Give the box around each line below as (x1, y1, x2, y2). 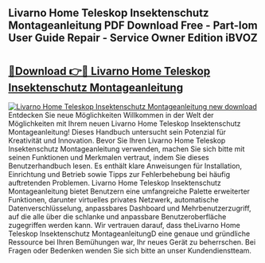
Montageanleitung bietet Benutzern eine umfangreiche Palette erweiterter (8, 186, 251, 196)
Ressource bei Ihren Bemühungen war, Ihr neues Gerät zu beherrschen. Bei (8, 237, 256, 246)
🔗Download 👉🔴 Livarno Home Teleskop (8, 64, 211, 78)
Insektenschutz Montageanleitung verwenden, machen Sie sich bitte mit (8, 144, 245, 154)
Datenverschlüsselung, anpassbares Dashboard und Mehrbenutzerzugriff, (8, 203, 252, 213)
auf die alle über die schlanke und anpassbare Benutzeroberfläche (8, 212, 227, 222)
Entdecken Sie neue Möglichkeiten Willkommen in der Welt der (8, 111, 214, 120)
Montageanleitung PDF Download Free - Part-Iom (8, 19, 258, 33)
